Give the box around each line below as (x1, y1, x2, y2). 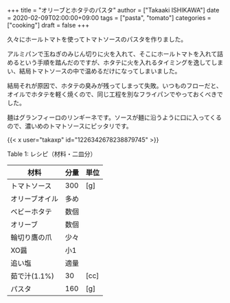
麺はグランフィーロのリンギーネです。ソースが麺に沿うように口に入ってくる (7, 113, 222, 122)
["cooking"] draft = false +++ (7, 21, 90, 29)
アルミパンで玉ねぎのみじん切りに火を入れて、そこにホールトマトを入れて (7, 50, 218, 58)
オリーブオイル (10, 194, 59, 203)
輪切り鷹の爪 (10, 233, 53, 242)
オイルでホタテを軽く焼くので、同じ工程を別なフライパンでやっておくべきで (7, 90, 223, 98)
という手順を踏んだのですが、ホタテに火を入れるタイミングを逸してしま (19, 58, 224, 67)
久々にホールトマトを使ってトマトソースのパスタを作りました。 (7, 35, 187, 43)
